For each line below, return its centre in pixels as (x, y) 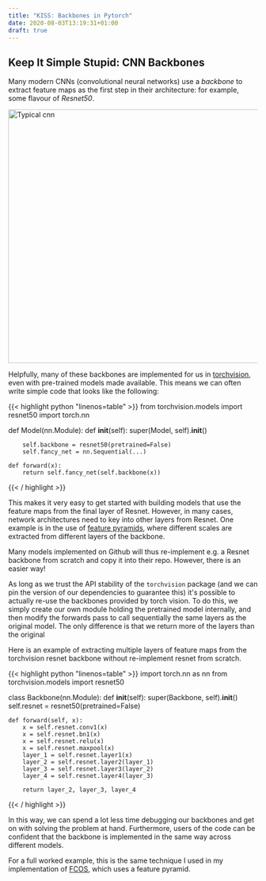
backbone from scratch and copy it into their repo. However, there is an (125, 561)
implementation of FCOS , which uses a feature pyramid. (100, 869)
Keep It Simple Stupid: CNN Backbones (106, 62)
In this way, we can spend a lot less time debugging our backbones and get (131, 820)
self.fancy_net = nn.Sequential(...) (85, 452)
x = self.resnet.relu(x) (63, 741)
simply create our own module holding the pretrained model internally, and (130, 609)
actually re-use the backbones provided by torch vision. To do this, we (123, 601)
